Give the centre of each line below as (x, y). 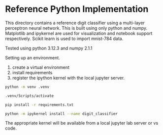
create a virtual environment (41, 67)
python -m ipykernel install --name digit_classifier (62, 114)
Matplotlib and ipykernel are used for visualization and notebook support (79, 33)
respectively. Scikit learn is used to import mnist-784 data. (64, 39)
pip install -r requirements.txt (39, 105)
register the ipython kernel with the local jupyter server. (68, 78)
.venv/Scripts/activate (30, 96)
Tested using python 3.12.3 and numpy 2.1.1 (49, 48)
